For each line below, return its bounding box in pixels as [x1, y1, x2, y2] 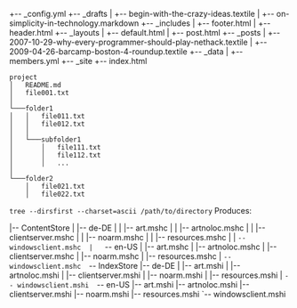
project [9, 73, 38, 82]
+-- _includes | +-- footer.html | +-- [140, 18, 271, 28]
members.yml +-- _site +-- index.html [9, 56, 148, 66]
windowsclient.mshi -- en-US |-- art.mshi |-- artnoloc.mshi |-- [17, 280, 250, 289]
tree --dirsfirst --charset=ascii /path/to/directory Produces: [9, 206, 252, 215]
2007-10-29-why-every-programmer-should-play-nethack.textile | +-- [9, 36, 268, 47]
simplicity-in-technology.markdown [9, 18, 140, 28]
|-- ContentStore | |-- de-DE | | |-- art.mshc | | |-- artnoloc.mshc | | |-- [9, 223, 266, 233]
